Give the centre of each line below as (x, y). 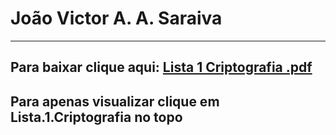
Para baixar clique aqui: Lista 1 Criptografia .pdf (161, 67)
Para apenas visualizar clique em (115, 101)
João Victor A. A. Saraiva (116, 18)
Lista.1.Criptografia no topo (96, 117)
